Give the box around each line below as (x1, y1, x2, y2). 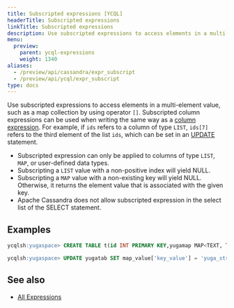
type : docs (7, 82, 39, 89)
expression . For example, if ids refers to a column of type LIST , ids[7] (7, 123, 209, 131)
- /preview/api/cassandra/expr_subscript (13, 68, 136, 75)
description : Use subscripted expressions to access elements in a (7, 29, 208, 37)
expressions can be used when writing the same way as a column (7, 116, 196, 124)
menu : (7, 36, 23, 43)
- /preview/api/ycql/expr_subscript (13, 75, 120, 82)
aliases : (7, 62, 33, 69)
